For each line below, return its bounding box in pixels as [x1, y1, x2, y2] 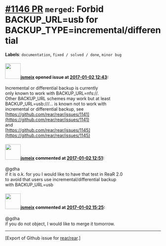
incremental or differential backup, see [5, 106, 84, 112]
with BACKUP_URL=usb [5, 182, 53, 188]
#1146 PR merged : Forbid [5, 3, 104, 15]
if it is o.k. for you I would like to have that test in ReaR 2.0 [5, 171, 123, 177]
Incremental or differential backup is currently [5, 85, 98, 91]
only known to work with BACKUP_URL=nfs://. [5, 90, 99, 96]
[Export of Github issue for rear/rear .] [5, 235, 81, 241]
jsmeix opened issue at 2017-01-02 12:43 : [20, 74, 109, 80]
